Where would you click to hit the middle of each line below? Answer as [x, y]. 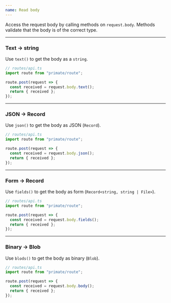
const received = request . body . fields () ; [54, 219]
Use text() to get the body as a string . [47, 59]
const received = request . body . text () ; [52, 87]
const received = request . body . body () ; [52, 286]
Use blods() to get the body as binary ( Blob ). [52, 258]
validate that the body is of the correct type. [51, 30]
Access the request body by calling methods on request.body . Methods [80, 24]
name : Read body [22, 10]
